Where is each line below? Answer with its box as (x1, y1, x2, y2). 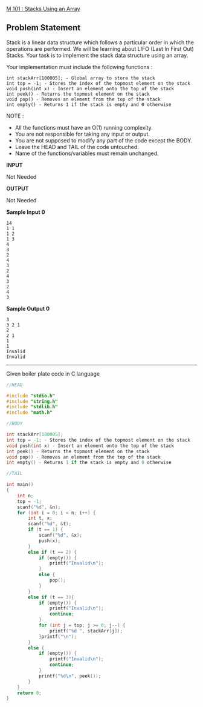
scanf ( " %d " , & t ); (28, 521, 71, 527)
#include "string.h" (6, 398, 59, 405)
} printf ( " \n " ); (38, 633, 77, 640)
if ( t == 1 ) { (28, 526, 63, 533)
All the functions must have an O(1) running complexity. (14, 124, 153, 131)
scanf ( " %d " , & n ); (17, 504, 61, 510)
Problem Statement (6, 22, 81, 33)
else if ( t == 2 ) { (28, 549, 77, 555)
